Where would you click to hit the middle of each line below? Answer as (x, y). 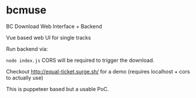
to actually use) (25, 78)
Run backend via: (27, 49)
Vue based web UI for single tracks (48, 37)
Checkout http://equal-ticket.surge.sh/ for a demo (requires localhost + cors (98, 71)
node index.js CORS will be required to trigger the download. (80, 60)
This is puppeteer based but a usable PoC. (58, 89)
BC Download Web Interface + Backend (54, 26)
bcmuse (26, 10)
